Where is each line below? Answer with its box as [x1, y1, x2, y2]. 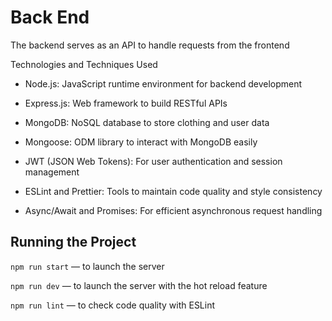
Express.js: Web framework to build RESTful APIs [24, 97, 228, 109]
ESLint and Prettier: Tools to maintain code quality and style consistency [24, 185, 323, 197]
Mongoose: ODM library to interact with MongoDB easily [24, 136, 258, 148]
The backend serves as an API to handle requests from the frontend [10, 39, 290, 51]
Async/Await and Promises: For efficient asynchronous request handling [24, 204, 323, 216]
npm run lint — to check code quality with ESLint [10, 299, 216, 311]
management [24, 166, 80, 178]
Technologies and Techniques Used [10, 58, 158, 70]
